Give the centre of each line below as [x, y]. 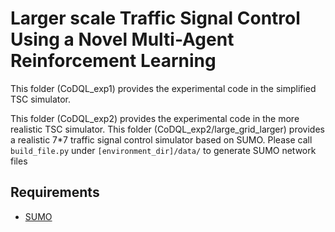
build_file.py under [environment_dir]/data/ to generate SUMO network [163, 150]
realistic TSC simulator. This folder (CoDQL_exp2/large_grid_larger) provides [167, 129]
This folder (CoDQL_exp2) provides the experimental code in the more [155, 118]
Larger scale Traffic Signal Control [155, 18]
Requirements [55, 192]
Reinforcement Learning [113, 61]
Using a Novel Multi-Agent [122, 39]
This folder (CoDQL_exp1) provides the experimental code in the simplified [163, 88]
